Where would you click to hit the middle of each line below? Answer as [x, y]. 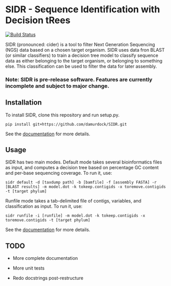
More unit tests [29, 268]
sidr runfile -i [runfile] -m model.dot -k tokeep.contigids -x [75, 216]
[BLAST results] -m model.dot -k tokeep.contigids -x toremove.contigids [86, 187]
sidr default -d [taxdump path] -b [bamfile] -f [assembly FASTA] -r [81, 182]
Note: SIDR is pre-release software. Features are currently [79, 79]
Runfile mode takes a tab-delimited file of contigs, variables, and [73, 201]
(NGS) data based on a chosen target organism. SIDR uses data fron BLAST [85, 50]
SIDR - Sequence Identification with [83, 9]
